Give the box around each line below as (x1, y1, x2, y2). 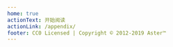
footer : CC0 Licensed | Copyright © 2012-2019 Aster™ (7, 29, 167, 37)
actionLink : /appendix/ (7, 23, 76, 30)
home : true (7, 10, 39, 17)
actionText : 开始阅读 (7, 17, 66, 23)
